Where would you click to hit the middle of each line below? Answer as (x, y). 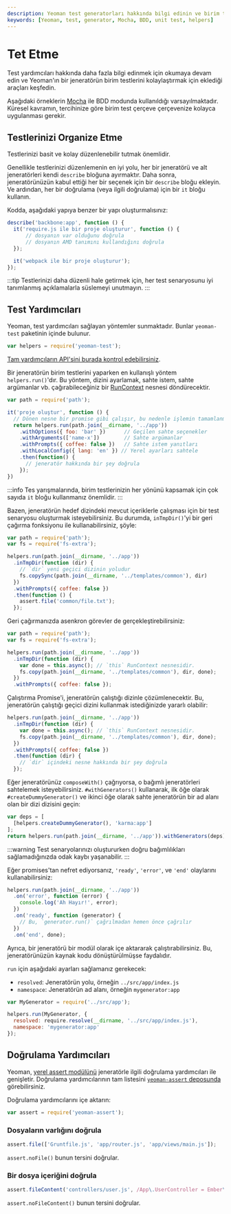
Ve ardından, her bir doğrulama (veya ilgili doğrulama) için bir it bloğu (106, 190)
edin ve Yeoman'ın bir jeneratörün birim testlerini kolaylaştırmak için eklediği (115, 81)
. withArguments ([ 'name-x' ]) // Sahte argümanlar (101, 438)
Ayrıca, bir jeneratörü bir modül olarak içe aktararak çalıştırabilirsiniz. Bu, (110, 948)
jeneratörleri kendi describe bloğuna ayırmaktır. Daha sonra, (92, 175)
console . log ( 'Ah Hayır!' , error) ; (69, 903)
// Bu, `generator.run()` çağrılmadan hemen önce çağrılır (106, 922)
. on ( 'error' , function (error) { (61, 896)
